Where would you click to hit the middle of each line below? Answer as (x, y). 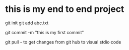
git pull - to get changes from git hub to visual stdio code (63, 42)
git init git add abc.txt (27, 23)
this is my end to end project (65, 9)
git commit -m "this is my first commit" (45, 32)
